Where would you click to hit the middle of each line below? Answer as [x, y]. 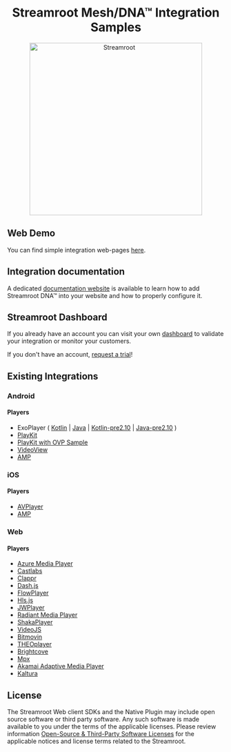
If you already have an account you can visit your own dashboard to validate [115, 334]
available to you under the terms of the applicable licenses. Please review [112, 726]
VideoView [32, 449]
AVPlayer [30, 507]
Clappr [27, 578]
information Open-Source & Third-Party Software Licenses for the [101, 733]
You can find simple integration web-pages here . [77, 250]
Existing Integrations [53, 376]
